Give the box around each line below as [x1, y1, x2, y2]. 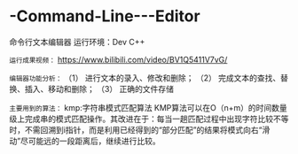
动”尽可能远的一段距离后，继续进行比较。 [9, 135, 161, 146]
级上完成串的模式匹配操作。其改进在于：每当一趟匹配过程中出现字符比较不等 [9, 113, 289, 124]
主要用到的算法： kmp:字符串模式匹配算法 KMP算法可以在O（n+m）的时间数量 [9, 102, 288, 112]
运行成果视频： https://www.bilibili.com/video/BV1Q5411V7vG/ [9, 54, 228, 65]
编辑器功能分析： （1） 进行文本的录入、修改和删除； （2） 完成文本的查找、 [9, 73, 281, 83]
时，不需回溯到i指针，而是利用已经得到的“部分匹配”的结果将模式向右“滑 [9, 124, 271, 135]
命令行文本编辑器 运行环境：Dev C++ [9, 36, 145, 47]
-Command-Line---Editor [9, 6, 201, 27]
